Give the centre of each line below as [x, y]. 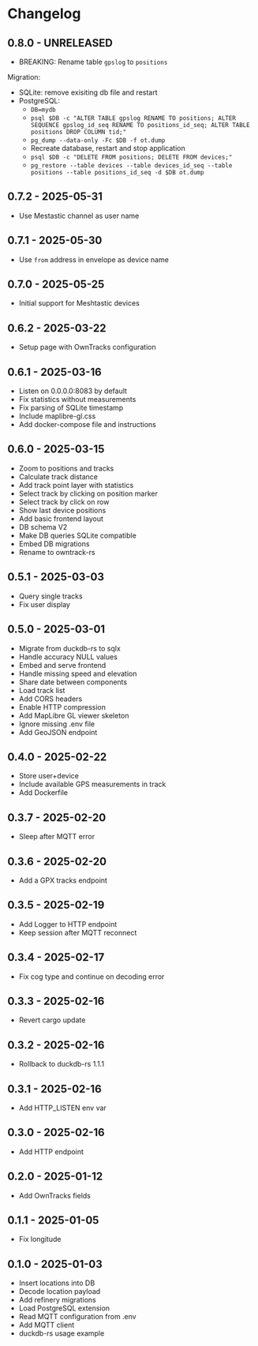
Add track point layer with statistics [76, 485]
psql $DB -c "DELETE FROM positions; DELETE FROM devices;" [131, 157]
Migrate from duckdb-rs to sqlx [70, 648]
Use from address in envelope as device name [93, 259]
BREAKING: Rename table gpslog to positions [93, 62]
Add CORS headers [50, 699]
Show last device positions [62, 510]
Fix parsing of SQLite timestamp [71, 408]
